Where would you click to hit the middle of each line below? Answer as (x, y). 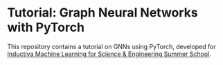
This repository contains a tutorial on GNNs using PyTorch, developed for (111, 46)
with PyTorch (46, 27)
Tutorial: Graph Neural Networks (103, 13)
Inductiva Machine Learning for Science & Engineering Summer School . (109, 54)
